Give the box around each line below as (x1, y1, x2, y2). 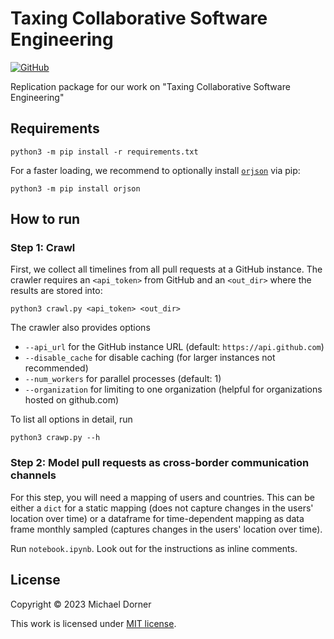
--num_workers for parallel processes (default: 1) (24, 373, 222, 385)
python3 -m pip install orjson (10, 183, 141, 194)
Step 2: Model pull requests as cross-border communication (10, 456, 310, 470)
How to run (10, 211, 81, 228)
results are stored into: (10, 285, 103, 297)
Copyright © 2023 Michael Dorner (10, 598, 152, 610)
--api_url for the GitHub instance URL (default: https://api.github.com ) (24, 341, 325, 353)
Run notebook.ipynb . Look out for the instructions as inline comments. (10, 542, 298, 554)
